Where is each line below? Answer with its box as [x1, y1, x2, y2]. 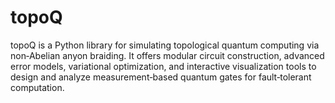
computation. [10, 81, 65, 93]
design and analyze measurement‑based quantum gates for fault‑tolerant [10, 71, 312, 83]
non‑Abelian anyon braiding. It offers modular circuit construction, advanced [10, 49, 325, 61]
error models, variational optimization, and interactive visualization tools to [10, 60, 317, 72]
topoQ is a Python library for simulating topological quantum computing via [10, 39, 320, 51]
